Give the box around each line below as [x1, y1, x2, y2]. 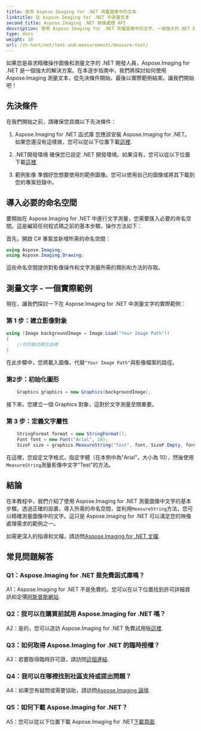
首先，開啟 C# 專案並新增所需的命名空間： [6, 234, 111, 242]
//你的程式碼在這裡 [17, 342, 59, 348]
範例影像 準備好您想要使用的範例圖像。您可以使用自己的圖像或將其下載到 [14, 171, 195, 178]
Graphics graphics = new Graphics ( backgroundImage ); [17, 389, 151, 395]
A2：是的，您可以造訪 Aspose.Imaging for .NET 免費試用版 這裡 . [6, 625, 163, 632]
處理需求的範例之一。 [6, 520, 59, 527]
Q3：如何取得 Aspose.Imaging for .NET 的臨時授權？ [6, 641, 160, 649]
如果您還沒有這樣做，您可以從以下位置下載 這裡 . [14, 138, 132, 145]
